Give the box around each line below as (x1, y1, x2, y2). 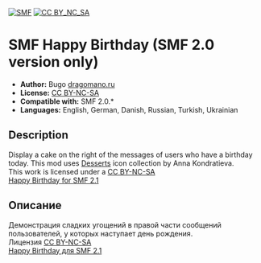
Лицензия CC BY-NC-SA (8, 237, 92, 247)
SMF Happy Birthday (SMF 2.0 (8, 36, 215, 54)
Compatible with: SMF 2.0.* (19, 97, 114, 106)
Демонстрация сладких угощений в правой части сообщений (8, 220, 222, 229)
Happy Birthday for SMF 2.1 (8, 175, 99, 185)
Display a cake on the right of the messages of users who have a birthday (8, 150, 253, 159)
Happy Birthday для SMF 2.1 (8, 245, 102, 255)
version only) (8, 53, 99, 72)
